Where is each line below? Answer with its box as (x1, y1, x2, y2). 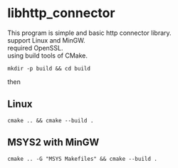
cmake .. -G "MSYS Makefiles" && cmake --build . (7, 155, 158, 162)
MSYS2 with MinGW (7, 137, 100, 149)
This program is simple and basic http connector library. (7, 28, 172, 37)
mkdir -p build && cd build (7, 65, 91, 72)
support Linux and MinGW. (7, 36, 85, 44)
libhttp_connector (7, 5, 115, 21)
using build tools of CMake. (7, 51, 88, 60)
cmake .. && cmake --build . (7, 117, 94, 124)
